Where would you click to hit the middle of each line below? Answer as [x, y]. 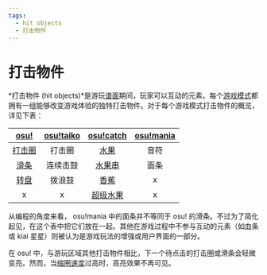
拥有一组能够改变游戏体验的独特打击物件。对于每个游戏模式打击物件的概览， [133, 106]
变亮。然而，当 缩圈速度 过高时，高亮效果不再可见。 [92, 263]
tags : [17, 15]
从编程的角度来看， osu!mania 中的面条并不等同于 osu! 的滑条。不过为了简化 [133, 216]
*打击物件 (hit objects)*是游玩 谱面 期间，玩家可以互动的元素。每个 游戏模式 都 [133, 95]
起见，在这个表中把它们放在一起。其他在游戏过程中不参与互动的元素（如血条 [133, 227]
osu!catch [107, 136]
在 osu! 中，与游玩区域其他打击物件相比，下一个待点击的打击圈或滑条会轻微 [132, 253]
